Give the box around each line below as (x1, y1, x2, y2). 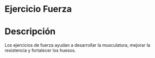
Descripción (4, 26, 56, 37)
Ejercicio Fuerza (4, 3, 72, 15)
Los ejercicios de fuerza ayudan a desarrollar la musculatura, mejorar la (4, 42, 151, 48)
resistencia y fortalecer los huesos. (4, 48, 76, 54)
